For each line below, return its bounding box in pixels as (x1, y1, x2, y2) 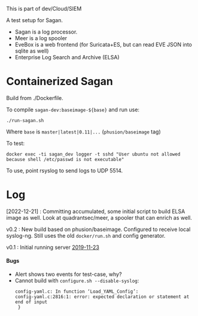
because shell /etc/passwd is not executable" (6, 156, 124, 162)
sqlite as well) (14, 47, 49, 54)
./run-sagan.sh (6, 117, 44, 123)
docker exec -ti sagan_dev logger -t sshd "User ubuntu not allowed (6, 151, 181, 157)
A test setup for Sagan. (6, 17, 63, 23)
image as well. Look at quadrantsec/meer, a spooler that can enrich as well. (6, 214, 193, 221)
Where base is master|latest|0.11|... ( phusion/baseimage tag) (6, 128, 162, 135)
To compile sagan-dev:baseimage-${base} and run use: (6, 106, 139, 113)
